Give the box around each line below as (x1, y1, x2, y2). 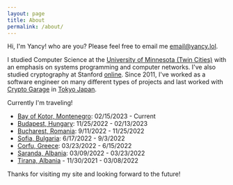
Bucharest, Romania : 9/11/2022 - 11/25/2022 (17, 127, 145, 136)
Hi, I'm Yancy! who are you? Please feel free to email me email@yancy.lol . (7, 42, 218, 51)
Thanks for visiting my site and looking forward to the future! (7, 170, 181, 178)
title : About (7, 17, 45, 24)
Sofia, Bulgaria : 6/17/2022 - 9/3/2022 (17, 134, 125, 143)
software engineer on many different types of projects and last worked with (7, 78, 224, 86)
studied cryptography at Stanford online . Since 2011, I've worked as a (7, 70, 206, 79)
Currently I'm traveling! (7, 99, 73, 107)
